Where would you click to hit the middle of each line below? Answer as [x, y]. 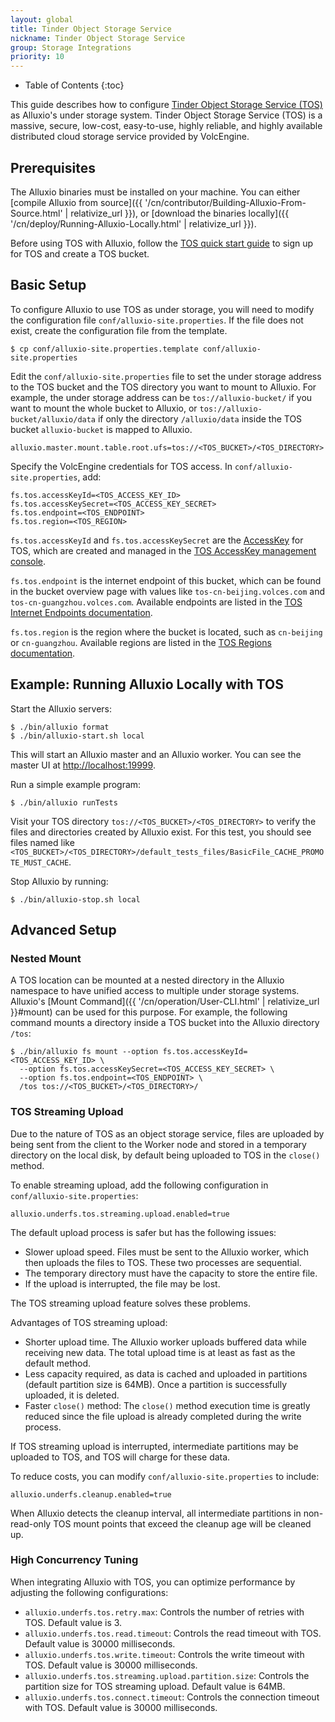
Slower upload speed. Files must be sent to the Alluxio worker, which [167, 1252]
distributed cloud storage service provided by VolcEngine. [130, 137]
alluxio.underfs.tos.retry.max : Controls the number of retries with [164, 1612]
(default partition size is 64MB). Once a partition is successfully [156, 1384]
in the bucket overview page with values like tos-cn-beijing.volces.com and [167, 591]
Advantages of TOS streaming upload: [89, 1322]
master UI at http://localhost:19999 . [83, 765]
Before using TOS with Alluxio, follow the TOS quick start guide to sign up [162, 243]
